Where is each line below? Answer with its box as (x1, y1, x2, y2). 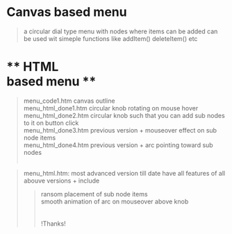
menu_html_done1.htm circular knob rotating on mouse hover (23, 103, 199, 112)
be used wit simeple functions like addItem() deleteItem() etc (23, 34, 198, 42)
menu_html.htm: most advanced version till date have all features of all (23, 169, 226, 177)
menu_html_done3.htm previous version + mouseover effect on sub (23, 126, 217, 134)
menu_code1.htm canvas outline (23, 97, 115, 105)
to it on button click (23, 119, 79, 127)
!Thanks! (40, 219, 67, 228)
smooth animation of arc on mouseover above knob (40, 197, 189, 206)
